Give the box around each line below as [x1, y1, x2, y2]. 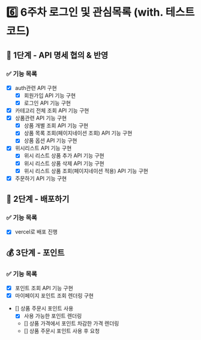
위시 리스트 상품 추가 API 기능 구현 [23, 152, 105, 159]
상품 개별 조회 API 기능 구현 [23, 122, 89, 129]
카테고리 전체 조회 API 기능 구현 [14, 107, 89, 114]
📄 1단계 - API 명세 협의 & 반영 [6, 50, 109, 60]
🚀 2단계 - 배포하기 [6, 194, 70, 204]
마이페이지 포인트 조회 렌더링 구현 [14, 292, 94, 299]
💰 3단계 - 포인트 [6, 247, 65, 258]
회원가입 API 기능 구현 [23, 91, 76, 99]
